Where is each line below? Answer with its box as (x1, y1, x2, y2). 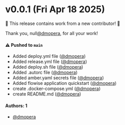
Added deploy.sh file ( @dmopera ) (12, 64, 84, 70)
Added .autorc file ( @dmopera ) (12, 70, 78, 76)
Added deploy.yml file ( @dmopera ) (12, 53, 86, 59)
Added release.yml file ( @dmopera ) (12, 58, 87, 65)
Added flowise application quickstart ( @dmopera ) (12, 80, 117, 86)
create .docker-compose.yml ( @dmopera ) (12, 85, 101, 92)
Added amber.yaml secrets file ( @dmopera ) (12, 75, 104, 81)
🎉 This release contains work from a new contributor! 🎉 (5, 20, 120, 26)
